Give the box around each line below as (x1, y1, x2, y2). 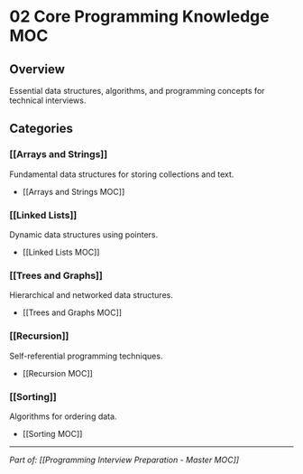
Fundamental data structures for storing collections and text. (9, 169, 234, 180)
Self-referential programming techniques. (9, 350, 163, 361)
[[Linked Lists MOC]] (22, 246, 100, 257)
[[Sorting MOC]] (22, 428, 83, 439)
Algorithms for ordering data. (9, 411, 117, 422)
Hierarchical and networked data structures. (9, 290, 173, 301)
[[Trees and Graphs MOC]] (22, 307, 123, 318)
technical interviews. (9, 95, 87, 106)
